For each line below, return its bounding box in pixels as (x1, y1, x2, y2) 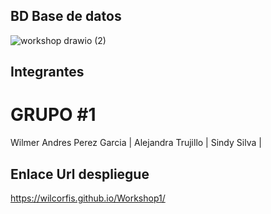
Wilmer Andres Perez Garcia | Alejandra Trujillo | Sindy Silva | (10, 137, 262, 149)
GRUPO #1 (10, 104, 97, 126)
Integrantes (10, 64, 85, 81)
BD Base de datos (10, 8, 122, 25)
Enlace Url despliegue (10, 165, 150, 183)
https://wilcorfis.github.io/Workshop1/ (10, 192, 166, 204)
